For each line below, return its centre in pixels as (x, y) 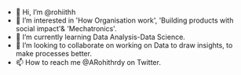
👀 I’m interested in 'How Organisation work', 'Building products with (124, 20)
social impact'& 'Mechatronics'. (66, 29)
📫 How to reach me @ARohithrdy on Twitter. (88, 62)
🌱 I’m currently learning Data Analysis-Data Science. (100, 37)
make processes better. (54, 54)
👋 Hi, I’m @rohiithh (46, 12)
